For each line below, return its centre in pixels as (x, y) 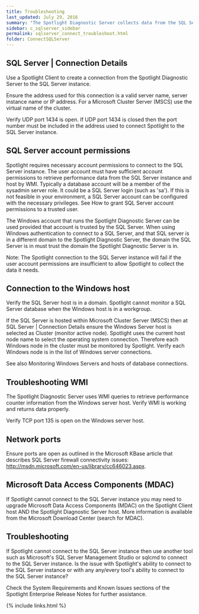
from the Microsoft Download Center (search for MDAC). (75, 518)
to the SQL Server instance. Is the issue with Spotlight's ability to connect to (99, 564)
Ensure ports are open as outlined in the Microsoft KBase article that (89, 454)
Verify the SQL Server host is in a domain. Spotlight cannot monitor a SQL (96, 303)
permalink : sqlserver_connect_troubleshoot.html (67, 34)
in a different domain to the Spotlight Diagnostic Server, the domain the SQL (99, 239)
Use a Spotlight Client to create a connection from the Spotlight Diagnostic (97, 77)
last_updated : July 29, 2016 (42, 17)
